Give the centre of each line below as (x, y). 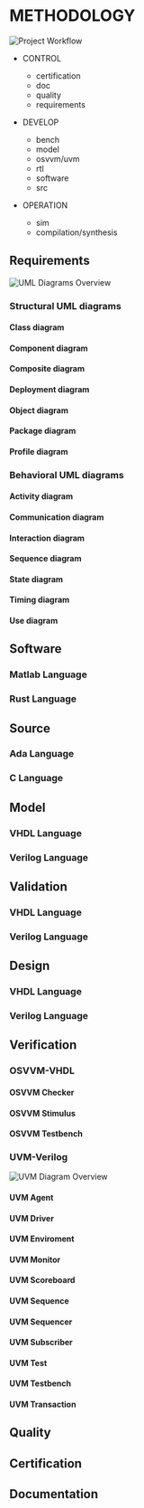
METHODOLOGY (72, 16)
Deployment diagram (49, 390)
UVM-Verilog (39, 1157)
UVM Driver (31, 1218)
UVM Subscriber (41, 1343)
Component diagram (49, 348)
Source (30, 728)
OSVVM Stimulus (43, 1113)
